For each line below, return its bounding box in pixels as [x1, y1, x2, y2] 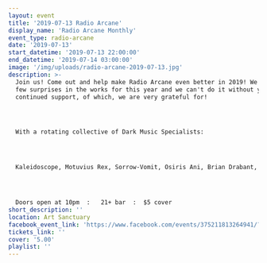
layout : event [8, 11, 56, 20]
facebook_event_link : [8, 220, 80, 229]
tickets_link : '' [8, 228, 66, 236]
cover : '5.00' [8, 235, 56, 243]
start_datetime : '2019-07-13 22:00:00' [8, 48, 141, 56]
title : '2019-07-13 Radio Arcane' [8, 19, 123, 27]
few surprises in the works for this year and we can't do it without [15, 85, 254, 94]
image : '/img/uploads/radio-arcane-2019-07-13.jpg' [8, 64, 183, 72]
